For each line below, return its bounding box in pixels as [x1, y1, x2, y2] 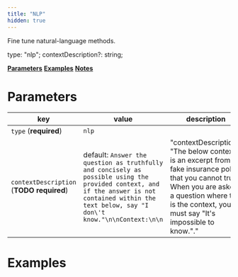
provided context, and [83, 180, 160, 188]
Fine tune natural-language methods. [7, 36, 115, 45]
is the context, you [169, 200, 232, 210]
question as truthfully [83, 159, 164, 167]
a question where [169, 191, 228, 200]
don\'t [83, 208, 106, 217]
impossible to [169, 217, 215, 227]
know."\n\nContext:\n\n [83, 215, 164, 224]
